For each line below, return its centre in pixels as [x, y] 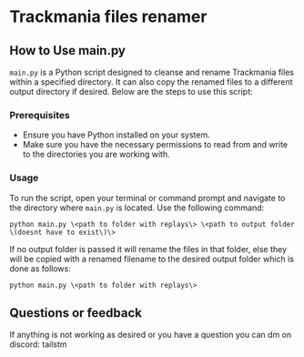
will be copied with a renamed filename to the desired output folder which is [152, 259]
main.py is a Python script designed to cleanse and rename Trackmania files [152, 72]
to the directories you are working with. [96, 154]
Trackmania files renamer [108, 17]
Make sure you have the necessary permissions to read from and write [155, 145]
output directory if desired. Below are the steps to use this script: [131, 92]
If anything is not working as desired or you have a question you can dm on [151, 335]
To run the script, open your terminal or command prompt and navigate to [147, 198]
